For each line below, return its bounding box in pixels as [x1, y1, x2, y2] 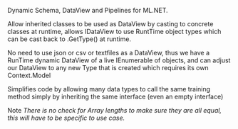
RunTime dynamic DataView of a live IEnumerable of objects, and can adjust [7, 56, 231, 64]
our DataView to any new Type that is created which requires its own [7, 64, 209, 72]
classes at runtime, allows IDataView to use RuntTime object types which [7, 28, 222, 35]
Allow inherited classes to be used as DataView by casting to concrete [7, 20, 214, 28]
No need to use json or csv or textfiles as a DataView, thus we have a [7, 49, 210, 57]
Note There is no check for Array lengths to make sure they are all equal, [7, 106, 222, 114]
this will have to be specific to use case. [7, 113, 125, 122]
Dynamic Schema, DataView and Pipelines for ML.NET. [7, 6, 169, 14]
